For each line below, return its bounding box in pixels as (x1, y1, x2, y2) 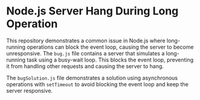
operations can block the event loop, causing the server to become (27, 43, 194, 51)
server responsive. (6, 87, 53, 94)
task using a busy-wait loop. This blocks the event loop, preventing (27, 56, 194, 63)
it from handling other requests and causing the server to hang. (6, 62, 164, 70)
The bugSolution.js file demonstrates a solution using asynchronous (6, 74, 178, 81)
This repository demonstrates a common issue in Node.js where (6, 37, 166, 44)
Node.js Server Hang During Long (6, 4, 179, 18)
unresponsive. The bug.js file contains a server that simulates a (6, 49, 165, 57)
